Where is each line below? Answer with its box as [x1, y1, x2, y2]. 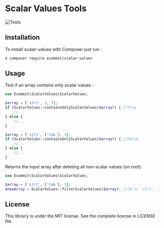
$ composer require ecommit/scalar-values [5, 56, 93, 61]
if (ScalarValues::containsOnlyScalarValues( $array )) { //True [5, 105, 137, 110]
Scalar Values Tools [5, 3, 87, 14]
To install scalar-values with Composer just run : [5, 46, 102, 52]
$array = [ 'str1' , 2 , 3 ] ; [5, 101, 58, 106]
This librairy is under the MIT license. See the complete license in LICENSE [5, 213, 155, 219]
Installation [5, 33, 40, 42]
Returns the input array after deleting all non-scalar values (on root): [5, 163, 143, 169]
